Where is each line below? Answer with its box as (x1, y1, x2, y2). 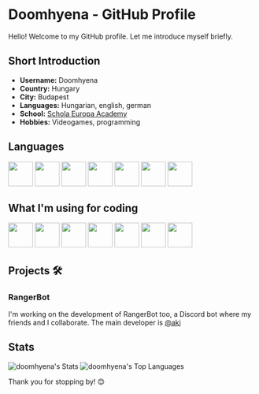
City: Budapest (19, 92, 69, 102)
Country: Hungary (19, 84, 80, 93)
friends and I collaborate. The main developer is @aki (8, 318, 181, 328)
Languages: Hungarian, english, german (19, 100, 152, 110)
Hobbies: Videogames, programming (19, 117, 141, 127)
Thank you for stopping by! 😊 (8, 377, 105, 386)
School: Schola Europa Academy (19, 109, 128, 118)
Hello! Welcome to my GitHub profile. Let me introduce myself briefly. (8, 32, 234, 41)
